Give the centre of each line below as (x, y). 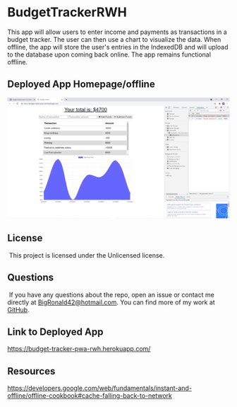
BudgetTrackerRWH (67, 12)
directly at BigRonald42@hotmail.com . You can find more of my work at (111, 302)
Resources (31, 371)
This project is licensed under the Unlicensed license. (87, 255)
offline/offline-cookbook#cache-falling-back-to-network (90, 396)
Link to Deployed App (55, 332)
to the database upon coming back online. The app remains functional (109, 55)
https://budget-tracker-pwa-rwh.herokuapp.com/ (79, 349)
